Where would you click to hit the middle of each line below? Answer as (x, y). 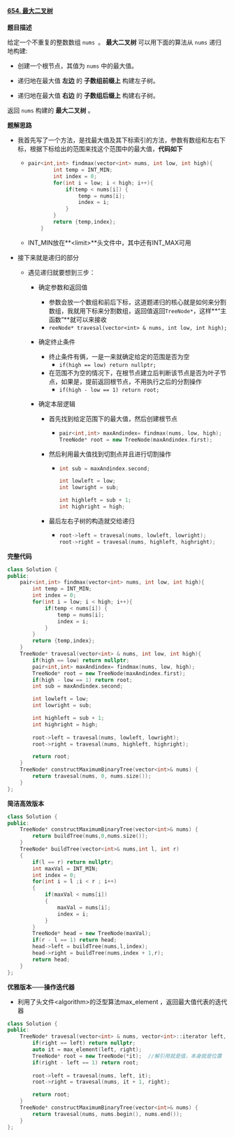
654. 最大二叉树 (30, 10)
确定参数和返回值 (63, 287)
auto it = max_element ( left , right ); (87, 1050)
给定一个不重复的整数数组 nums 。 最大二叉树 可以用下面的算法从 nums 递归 (115, 43)
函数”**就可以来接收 (78, 319)
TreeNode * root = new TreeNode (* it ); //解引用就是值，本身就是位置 (127, 1056)
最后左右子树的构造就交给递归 (92, 521)
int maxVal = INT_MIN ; (65, 869)
